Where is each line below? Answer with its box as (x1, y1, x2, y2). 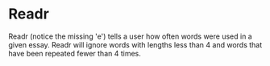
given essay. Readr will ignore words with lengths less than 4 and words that (8, 39, 263, 49)
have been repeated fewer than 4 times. (8, 48, 141, 58)
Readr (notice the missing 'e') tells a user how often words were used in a (8, 31, 252, 41)
